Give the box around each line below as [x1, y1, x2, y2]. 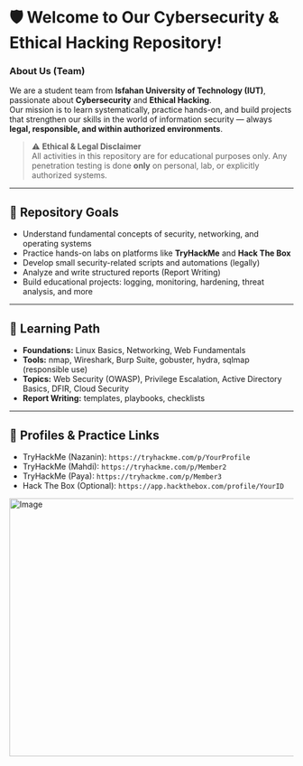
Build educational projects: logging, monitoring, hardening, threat [22, 276, 264, 287]
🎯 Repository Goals [9, 204, 119, 220]
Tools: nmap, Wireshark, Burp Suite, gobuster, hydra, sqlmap [22, 354, 250, 366]
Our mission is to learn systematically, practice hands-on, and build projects [9, 105, 292, 116]
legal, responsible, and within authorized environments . [9, 124, 224, 135]
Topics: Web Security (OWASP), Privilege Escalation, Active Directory [22, 374, 282, 385]
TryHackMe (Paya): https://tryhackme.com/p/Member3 [22, 471, 223, 481]
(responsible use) [22, 364, 88, 375]
